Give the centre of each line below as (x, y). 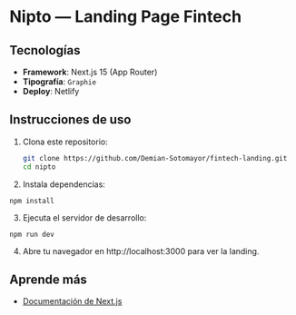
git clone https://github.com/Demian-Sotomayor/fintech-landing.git (155, 158)
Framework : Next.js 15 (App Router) (90, 72)
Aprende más (49, 279)
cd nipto (39, 167)
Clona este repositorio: (65, 142)
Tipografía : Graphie (59, 82)
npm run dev (32, 234)
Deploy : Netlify (51, 91)
